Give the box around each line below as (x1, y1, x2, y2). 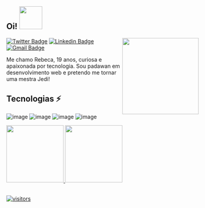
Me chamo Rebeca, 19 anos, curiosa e (6, 56, 103, 63)
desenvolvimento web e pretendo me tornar (6, 68, 117, 76)
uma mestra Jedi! (6, 75, 50, 82)
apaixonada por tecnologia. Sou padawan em (6, 62, 120, 70)
